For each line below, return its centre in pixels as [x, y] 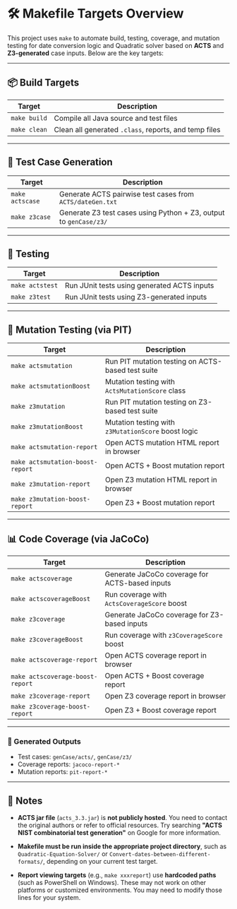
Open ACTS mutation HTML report [162, 443]
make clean [29, 129]
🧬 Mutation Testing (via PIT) [69, 329]
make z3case [31, 217]
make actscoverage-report [54, 660]
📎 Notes [25, 801]
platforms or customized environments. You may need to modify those [120, 890]
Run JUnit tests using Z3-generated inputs [136, 297]
